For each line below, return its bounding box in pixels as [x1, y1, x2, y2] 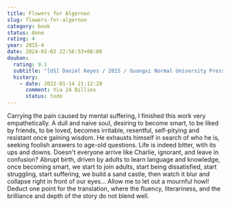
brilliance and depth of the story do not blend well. [7, 192, 149, 199]
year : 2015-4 [7, 42, 44, 49]
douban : [7, 55, 29, 62]
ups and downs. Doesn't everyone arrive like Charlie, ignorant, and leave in [7, 148, 219, 156]
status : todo [25, 93, 63, 100]
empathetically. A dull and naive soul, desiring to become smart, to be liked [7, 119, 219, 127]
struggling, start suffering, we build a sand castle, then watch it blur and [7, 170, 210, 178]
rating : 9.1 [13, 61, 48, 68]
